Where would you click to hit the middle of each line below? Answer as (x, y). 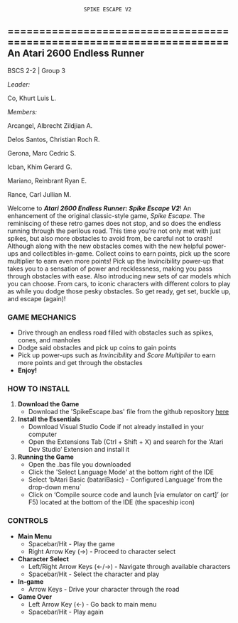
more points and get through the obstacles (80, 363)
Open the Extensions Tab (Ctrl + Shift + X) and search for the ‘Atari (126, 442)
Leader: (19, 84)
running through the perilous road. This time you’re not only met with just (114, 231)
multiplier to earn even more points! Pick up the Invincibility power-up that (115, 261)
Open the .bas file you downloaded (80, 465)
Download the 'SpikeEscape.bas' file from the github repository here (129, 412)
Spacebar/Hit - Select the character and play (94, 574)
